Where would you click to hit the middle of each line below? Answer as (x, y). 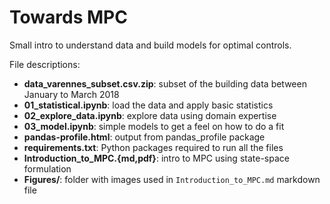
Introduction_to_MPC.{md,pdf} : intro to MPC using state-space (156, 158)
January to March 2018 (71, 94)
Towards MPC (68, 17)
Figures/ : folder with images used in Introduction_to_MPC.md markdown (172, 179)
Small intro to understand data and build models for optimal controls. (150, 45)
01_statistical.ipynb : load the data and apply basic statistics (148, 105)
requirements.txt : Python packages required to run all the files (153, 147)
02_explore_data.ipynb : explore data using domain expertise (150, 115)
